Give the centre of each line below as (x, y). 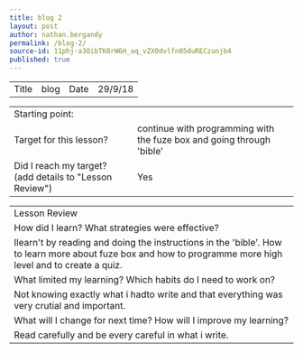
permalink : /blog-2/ (48, 43)
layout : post (34, 26)
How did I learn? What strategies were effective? (116, 228)
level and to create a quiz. (69, 265)
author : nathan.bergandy (56, 34)
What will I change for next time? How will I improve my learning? (151, 320)
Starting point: (44, 114)
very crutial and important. (70, 306)
